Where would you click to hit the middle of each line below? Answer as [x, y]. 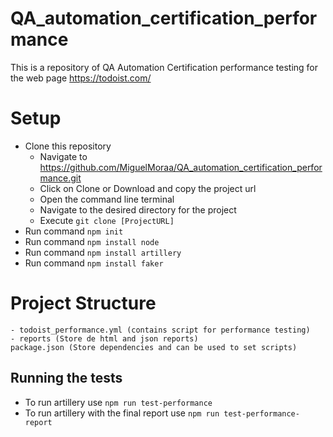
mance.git [60, 178]
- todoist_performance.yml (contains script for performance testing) [160, 330]
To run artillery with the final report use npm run [122, 413]
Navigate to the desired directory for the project [138, 209]
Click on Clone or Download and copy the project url [148, 188]
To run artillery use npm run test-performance [118, 402]
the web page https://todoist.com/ [81, 78]
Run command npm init [74, 231]
